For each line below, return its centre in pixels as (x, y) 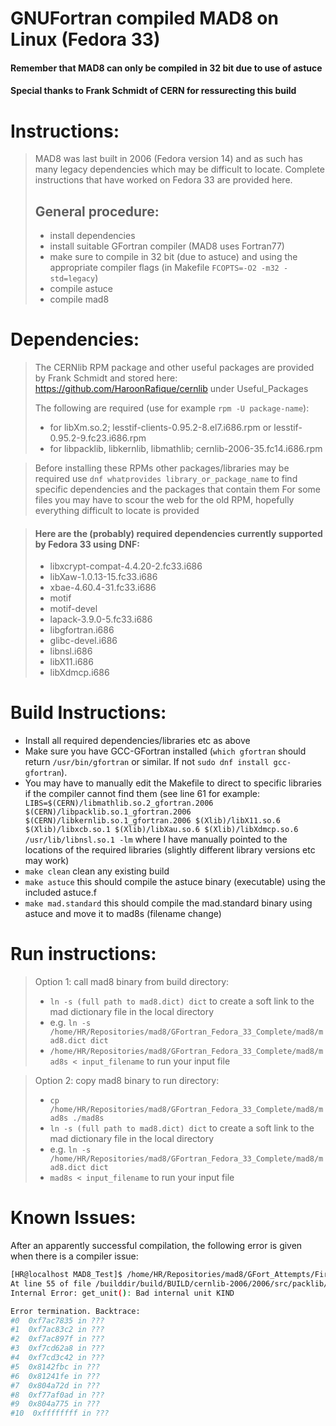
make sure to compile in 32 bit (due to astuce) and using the (173, 257)
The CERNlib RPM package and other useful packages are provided (174, 368)
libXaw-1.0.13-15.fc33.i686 (103, 577)
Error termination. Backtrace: (75, 1311)
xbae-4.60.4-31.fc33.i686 (103, 588)
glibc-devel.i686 (83, 641)
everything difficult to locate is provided (117, 511)
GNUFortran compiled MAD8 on (144, 18)
